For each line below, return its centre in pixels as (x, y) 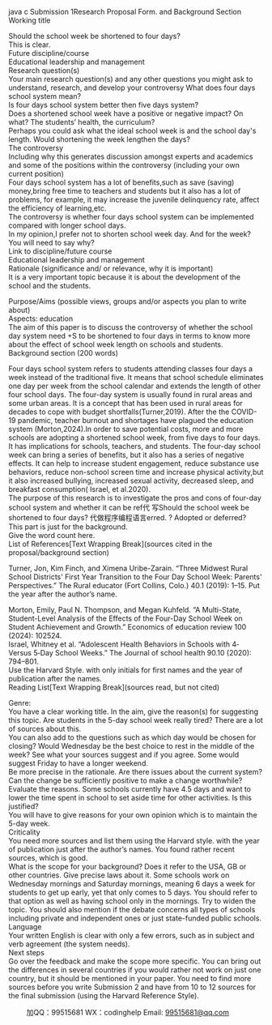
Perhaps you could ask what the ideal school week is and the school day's (132, 130)
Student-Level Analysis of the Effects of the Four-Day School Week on (125, 618)
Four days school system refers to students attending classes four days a (131, 369)
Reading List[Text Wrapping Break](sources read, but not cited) (114, 687)
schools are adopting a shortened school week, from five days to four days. (134, 438)
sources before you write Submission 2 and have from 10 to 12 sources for (132, 987)
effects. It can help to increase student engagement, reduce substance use (134, 463)
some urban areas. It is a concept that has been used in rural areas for (125, 403)
